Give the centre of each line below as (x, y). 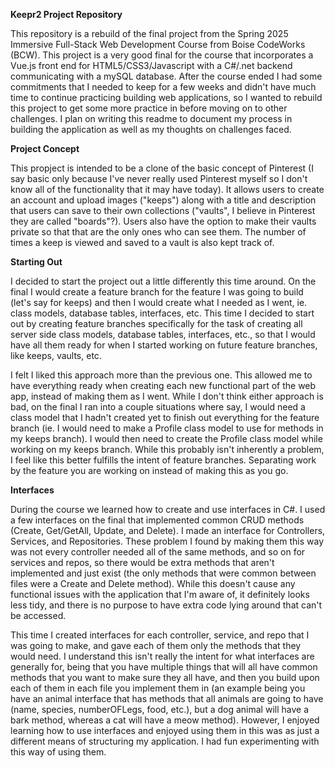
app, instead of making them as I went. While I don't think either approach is (167, 396)
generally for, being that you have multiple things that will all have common (164, 667)
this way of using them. (58, 752)
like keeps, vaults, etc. (56, 355)
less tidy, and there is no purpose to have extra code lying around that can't (166, 605)
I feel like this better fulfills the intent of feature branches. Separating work (163, 460)
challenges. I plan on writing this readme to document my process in (151, 118)
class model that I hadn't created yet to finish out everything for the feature (165, 417)
